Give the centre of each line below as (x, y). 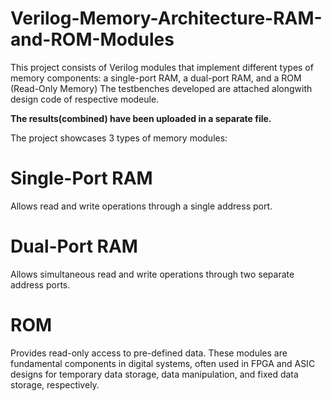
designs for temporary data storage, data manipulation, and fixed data (154, 374)
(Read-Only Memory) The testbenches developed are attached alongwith (161, 88)
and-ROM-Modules (92, 39)
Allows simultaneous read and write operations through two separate (152, 274)
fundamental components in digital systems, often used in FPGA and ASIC (163, 363)
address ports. (40, 284)
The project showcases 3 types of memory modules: (119, 138)
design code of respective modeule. (85, 99)
